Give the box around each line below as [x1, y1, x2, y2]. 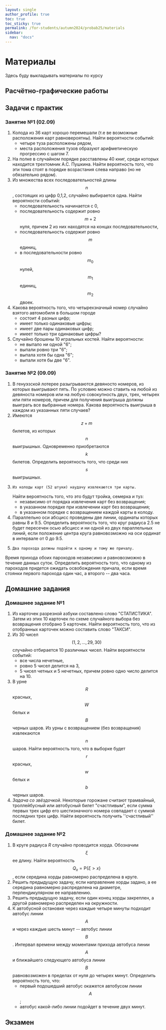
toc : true [5, 16, 26, 21]
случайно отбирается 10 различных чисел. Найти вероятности [12, 647, 145, 653]
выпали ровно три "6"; [19, 347, 68, 353]
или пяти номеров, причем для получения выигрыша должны [12, 397, 143, 403]
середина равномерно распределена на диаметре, [12, 885, 122, 891]
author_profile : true [5, 12, 50, 17]
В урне [12, 678, 27, 685]
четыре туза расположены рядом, [19, 140, 92, 146]
